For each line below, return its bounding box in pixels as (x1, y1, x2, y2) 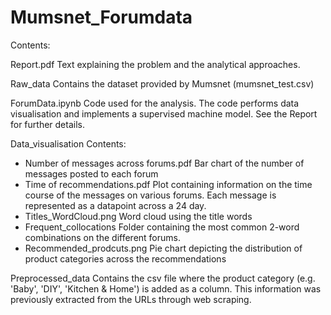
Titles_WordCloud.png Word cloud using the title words (24, 210, 253, 222)
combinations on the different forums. (24, 231, 181, 243)
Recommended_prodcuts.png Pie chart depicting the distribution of (24, 242, 303, 254)
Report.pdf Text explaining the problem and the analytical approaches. (10, 58, 301, 70)
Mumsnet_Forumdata (10, 6, 193, 29)
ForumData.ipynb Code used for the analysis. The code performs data (10, 97, 300, 109)
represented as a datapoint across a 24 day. (24, 199, 207, 211)
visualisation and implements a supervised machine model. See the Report (10, 107, 318, 120)
